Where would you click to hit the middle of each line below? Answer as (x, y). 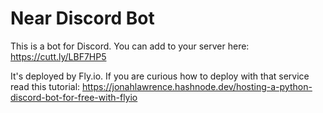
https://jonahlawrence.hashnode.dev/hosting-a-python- (197, 86)
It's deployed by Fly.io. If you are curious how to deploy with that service (160, 76)
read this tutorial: (45, 86)
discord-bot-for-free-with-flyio (74, 97)
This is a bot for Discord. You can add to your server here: (130, 46)
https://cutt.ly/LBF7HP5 (58, 56)
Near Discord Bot (82, 18)
